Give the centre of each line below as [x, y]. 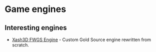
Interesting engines [36, 28]
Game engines [35, 9]
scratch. [21, 45]
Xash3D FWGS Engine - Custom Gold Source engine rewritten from [82, 39]
